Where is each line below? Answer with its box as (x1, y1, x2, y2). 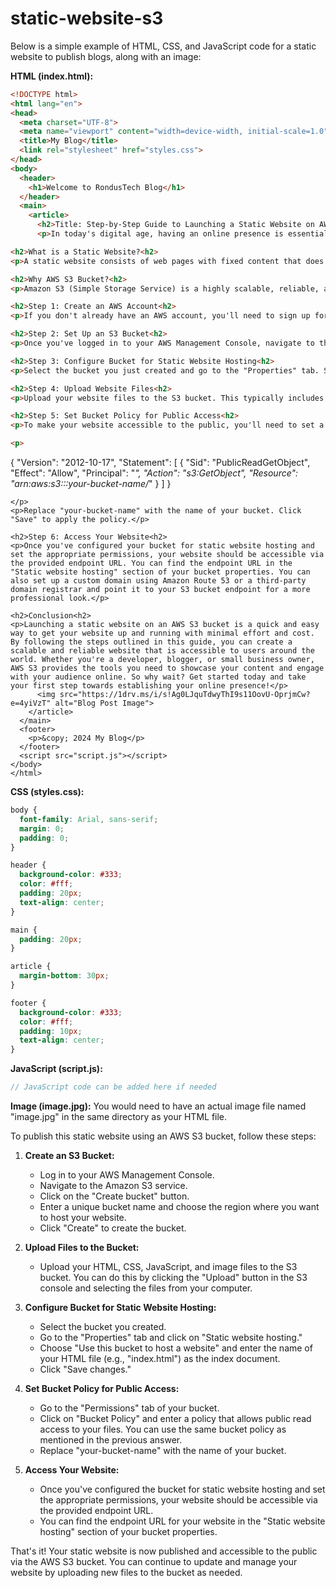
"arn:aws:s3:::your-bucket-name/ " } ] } (10, 478, 172, 490)
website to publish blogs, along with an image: (10, 50, 202, 62)
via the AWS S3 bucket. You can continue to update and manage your (10, 1556, 298, 1568)
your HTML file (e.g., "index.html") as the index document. (39, 1353, 281, 1365)
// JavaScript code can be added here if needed (10, 1082, 217, 1092)
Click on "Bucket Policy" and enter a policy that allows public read (39, 1413, 312, 1425)
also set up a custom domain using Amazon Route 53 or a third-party (10, 576, 307, 586)
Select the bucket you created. (39, 1321, 167, 1333)
